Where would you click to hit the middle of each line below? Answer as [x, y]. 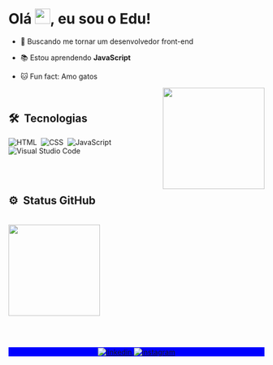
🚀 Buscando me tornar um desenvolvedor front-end [106, 41]
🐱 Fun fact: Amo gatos [58, 76]
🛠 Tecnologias [48, 119]
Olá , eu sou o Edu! [80, 19]
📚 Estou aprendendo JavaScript [76, 58]
